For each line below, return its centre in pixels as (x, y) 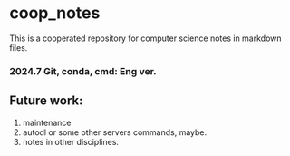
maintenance (47, 122)
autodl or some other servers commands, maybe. (115, 132)
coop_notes (55, 13)
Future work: (46, 101)
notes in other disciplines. (71, 141)
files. (19, 47)
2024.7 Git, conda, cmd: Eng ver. (83, 71)
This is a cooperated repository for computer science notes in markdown (146, 38)
